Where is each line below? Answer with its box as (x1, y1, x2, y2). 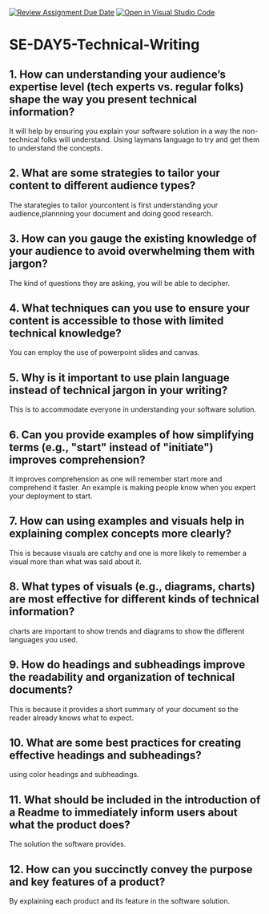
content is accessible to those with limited (9, 314, 224, 328)
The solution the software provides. (9, 840, 126, 849)
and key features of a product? (9, 875, 166, 888)
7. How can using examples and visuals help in (9, 514, 245, 528)
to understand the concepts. (9, 143, 103, 152)
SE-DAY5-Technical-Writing (9, 36, 200, 54)
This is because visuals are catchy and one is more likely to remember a (9, 548, 247, 558)
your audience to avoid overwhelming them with (9, 244, 255, 258)
